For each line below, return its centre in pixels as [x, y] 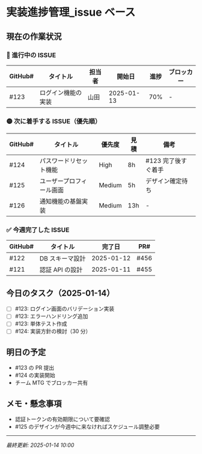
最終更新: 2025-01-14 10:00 [40, 445]
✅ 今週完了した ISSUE [38, 230]
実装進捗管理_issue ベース [71, 12]
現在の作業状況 [34, 36]
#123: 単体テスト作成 [41, 324]
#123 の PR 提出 [35, 368]
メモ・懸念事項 [34, 403]
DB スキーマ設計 [63, 259]
